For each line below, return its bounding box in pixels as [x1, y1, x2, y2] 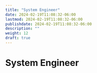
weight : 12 [5, 31, 28, 36]
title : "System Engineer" [5, 7, 60, 13]
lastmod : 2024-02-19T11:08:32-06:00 [5, 17, 83, 22]
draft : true [5, 36, 30, 41]
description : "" [5, 26, 40, 31]
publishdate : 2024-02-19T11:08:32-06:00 [5, 21, 92, 27]
